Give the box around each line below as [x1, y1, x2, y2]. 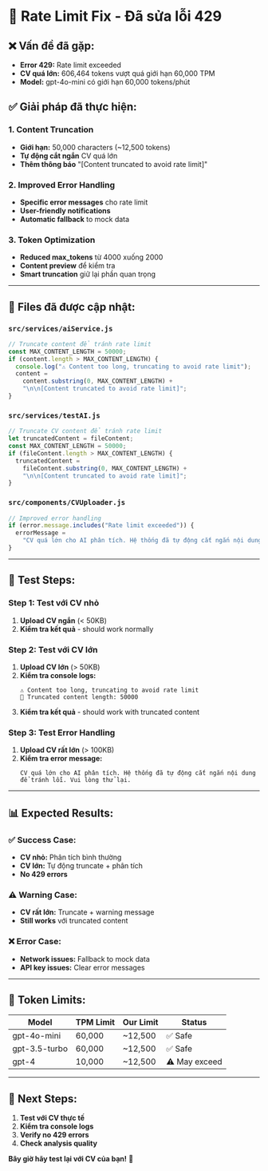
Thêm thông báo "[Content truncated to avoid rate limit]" [19, 159, 208, 169]
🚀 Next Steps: [8, 1092, 77, 1106]
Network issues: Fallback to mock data [19, 954, 150, 963]
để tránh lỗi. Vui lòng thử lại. [19, 776, 132, 784]
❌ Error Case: [8, 936, 61, 947]
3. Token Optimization [8, 234, 96, 245]
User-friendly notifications [19, 205, 111, 215]
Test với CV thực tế [19, 1113, 85, 1123]
